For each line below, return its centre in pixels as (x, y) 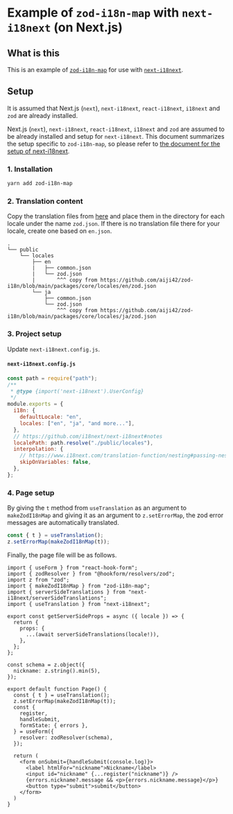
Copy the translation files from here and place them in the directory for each (116, 216)
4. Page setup (31, 492)
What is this (34, 53)
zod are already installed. (43, 115)
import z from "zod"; (38, 580)
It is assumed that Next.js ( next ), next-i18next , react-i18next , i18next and (114, 108)
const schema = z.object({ (46, 665)
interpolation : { (38, 449)
